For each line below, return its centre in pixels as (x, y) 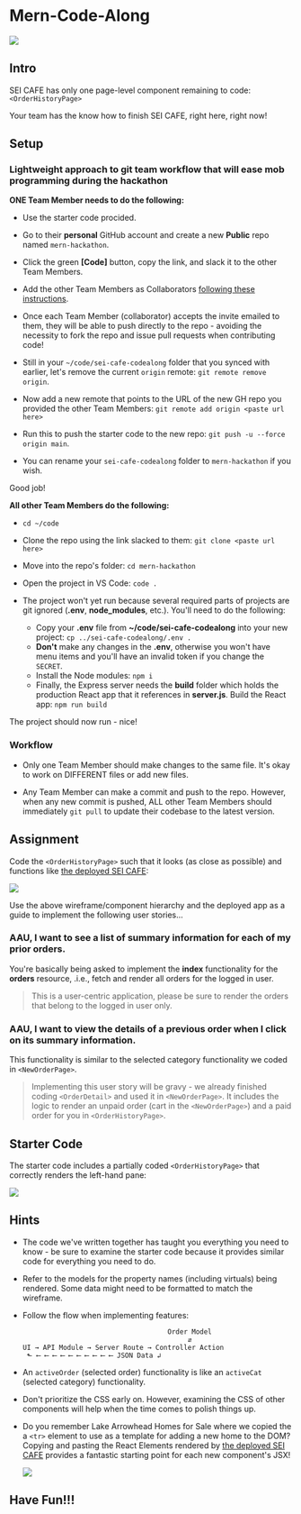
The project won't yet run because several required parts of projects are (156, 601)
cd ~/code (41, 524)
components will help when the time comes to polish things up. (139, 1409)
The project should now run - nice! (73, 722)
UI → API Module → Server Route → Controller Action (123, 1347)
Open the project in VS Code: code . (89, 583)
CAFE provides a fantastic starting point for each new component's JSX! (156, 1455)
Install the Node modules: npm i (94, 676)
